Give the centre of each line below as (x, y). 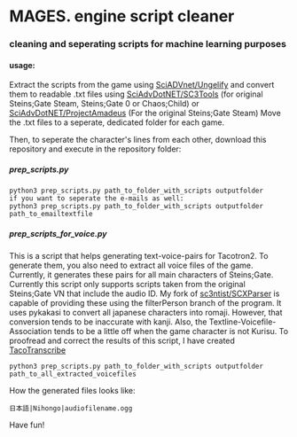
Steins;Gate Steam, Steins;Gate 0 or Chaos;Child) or (104, 104)
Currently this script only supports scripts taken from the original (127, 285)
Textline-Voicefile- (242, 322)
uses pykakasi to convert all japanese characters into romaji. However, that (146, 313)
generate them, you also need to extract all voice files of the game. (132, 265)
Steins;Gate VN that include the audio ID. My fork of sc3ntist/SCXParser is (145, 293)
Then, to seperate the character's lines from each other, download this (138, 140)
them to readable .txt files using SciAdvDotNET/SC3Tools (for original (136, 94)
